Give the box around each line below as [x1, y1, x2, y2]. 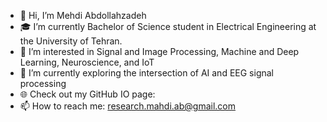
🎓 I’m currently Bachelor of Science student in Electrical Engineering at [19, 21, 317, 32]
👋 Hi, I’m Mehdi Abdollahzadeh [19, 10, 147, 21]
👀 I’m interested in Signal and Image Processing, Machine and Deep [19, 46, 300, 57]
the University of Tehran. [19, 35, 123, 47]
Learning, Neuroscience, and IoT [19, 56, 155, 68]
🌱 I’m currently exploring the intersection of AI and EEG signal [19, 67, 274, 79]
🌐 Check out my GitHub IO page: [19, 88, 156, 100]
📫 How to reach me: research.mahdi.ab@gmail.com [19, 100, 236, 112]
